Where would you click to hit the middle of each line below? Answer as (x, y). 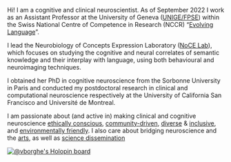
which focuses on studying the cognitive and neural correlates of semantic (113, 52)
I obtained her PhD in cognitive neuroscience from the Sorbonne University (114, 81)
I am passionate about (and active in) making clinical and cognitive (102, 116)
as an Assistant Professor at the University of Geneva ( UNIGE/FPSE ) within (113, 17)
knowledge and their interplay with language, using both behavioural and (111, 60)
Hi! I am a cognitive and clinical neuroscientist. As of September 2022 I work (116, 10)
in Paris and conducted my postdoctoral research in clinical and (98, 88)
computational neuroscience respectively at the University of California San (114, 95)
